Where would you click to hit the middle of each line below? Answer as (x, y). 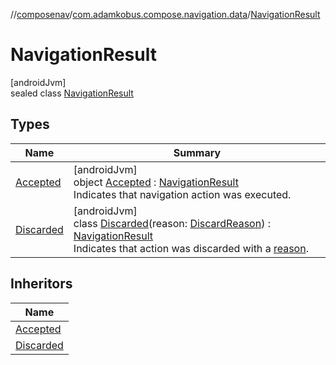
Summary (197, 152)
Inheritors (41, 284)
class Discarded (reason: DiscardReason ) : (172, 223)
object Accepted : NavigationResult (156, 182)
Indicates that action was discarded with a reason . (191, 248)
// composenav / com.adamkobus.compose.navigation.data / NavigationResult (165, 14)
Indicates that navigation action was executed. (182, 194)
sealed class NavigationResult (72, 93)
